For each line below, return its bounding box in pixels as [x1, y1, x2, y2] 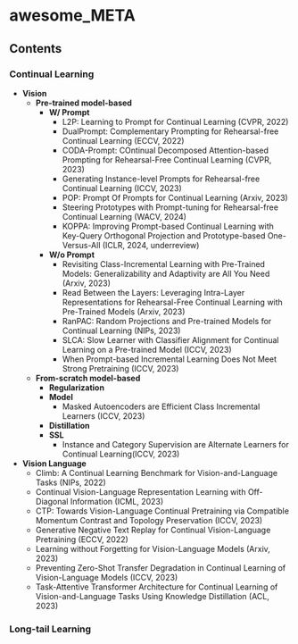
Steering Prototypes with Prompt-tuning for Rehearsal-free [62, 202, 279, 213]
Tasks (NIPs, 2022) [35, 477, 107, 488]
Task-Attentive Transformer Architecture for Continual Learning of [35, 581, 278, 592]
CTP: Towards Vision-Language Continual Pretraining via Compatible [35, 506, 290, 516]
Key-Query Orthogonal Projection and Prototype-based [62, 230, 266, 241]
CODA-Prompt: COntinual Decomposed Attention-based [62, 145, 269, 155]
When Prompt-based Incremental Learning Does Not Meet [62, 354, 277, 364]
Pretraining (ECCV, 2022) [35, 533, 129, 545]
